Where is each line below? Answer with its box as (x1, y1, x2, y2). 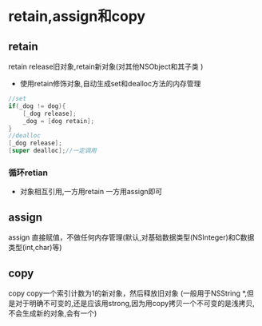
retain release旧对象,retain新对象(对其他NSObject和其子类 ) (8, 62, 204, 71)
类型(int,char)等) (8, 243, 62, 252)
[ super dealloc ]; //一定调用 (8, 147, 97, 155)
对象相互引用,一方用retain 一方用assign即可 (19, 187, 163, 197)
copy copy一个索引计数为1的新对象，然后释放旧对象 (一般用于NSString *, (8, 288, 248, 298)
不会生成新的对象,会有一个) (8, 308, 97, 318)
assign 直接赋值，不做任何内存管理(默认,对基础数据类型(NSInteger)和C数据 (8, 233, 255, 242)
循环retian (8, 167, 48, 178)
